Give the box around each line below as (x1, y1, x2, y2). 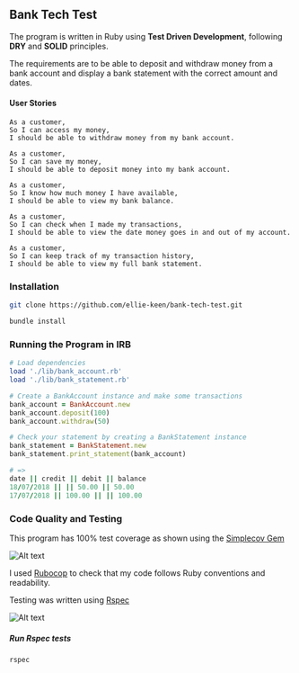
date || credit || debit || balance (9, 474, 146, 483)
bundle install (9, 317, 66, 327)
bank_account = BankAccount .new (9, 399, 130, 408)
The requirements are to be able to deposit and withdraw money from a (9, 58, 274, 68)
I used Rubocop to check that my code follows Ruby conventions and (9, 567, 266, 579)
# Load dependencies (9, 359, 87, 368)
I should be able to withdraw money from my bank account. (9, 134, 235, 143)
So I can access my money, (9, 126, 110, 135)
